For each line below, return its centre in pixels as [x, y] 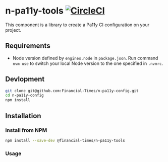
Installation [23, 116]
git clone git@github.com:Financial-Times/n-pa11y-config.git [72, 91]
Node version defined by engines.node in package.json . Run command [85, 58]
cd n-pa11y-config [24, 96]
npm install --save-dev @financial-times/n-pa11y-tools [65, 140]
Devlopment [25, 79]
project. [13, 30]
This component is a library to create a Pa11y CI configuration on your [77, 25]
